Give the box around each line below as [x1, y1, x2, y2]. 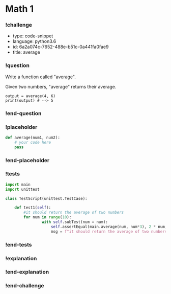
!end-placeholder [5, 156, 50, 164]
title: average [12, 49, 41, 55]
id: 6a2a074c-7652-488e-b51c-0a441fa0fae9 [12, 44, 109, 50]
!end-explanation [5, 268, 49, 276]
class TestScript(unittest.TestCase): [5, 196, 88, 201]
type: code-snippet [12, 33, 53, 39]
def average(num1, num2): [5, 135, 60, 140]
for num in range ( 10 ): [23, 215, 72, 220]
